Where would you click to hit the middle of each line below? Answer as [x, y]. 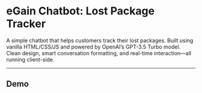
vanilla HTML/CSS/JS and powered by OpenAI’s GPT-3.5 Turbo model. [93, 47]
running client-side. [30, 59]
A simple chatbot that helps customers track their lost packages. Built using [100, 40]
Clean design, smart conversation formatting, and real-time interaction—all [99, 53]
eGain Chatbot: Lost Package [81, 11]
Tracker [26, 24]
